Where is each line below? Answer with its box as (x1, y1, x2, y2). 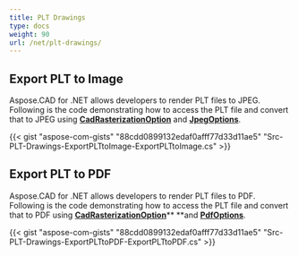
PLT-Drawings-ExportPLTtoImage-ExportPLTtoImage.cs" (9, 141, 217, 152)
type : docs (9, 21, 50, 30)
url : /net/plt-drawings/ (9, 38, 102, 47)
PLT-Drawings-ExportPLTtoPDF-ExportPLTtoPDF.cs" (9, 236, 202, 247)
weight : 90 (9, 30, 50, 38)
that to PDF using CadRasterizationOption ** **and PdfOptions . (9, 209, 246, 220)
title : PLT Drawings (9, 13, 87, 22)
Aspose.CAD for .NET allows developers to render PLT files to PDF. (9, 190, 256, 201)
